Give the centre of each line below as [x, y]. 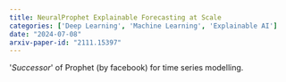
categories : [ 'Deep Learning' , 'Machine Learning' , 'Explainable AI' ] [143, 26]
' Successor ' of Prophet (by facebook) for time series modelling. [126, 68]
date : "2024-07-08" [46, 34]
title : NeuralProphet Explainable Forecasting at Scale [115, 17]
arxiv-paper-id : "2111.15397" [66, 42]
